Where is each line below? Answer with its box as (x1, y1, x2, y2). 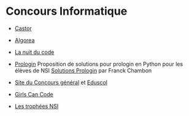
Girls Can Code (14, 90, 53, 98)
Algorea (14, 36, 35, 44)
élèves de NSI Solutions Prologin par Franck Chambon (14, 66, 152, 74)
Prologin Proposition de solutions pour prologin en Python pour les (14, 60, 183, 68)
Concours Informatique (6, 4, 128, 18)
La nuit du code (14, 48, 55, 56)
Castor (14, 25, 32, 32)
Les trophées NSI (14, 102, 59, 110)
